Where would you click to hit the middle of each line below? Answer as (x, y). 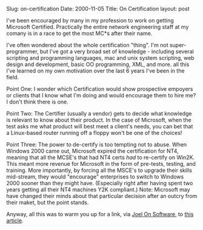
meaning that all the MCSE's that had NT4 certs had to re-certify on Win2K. (101, 157)
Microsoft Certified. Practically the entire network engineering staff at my (98, 27)
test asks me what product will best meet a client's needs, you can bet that (100, 126)
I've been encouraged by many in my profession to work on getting (90, 20)
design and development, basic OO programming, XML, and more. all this (98, 64)
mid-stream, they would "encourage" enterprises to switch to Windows (95, 177)
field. (13, 77)
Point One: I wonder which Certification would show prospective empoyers (100, 89)
